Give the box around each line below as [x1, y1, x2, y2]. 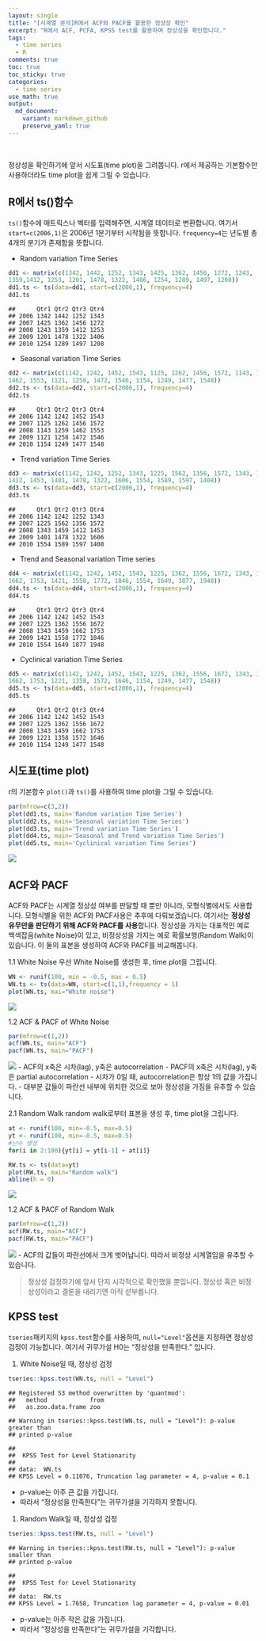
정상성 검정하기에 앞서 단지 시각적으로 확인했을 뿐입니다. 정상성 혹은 [27, 1277, 237, 1286]
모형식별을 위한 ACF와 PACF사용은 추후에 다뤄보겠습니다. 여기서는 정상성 [25, 910, 251, 919]
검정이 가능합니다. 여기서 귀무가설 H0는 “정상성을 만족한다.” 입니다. [8, 1342, 216, 1351]
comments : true [8, 56, 59, 64]
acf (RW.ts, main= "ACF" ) [8, 1228, 87, 1236]
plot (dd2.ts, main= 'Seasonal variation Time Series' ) [8, 817, 190, 825]
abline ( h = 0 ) [8, 1175, 55, 1184]
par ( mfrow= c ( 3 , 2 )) [8, 802, 69, 810]
